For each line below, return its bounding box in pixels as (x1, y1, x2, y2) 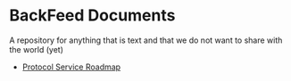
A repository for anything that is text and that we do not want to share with (9, 35, 283, 45)
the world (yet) (9, 44, 64, 54)
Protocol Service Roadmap (21, 61, 121, 72)
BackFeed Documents (9, 5, 176, 26)
